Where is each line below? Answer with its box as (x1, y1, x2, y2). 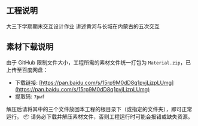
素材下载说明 (6, 42, 54, 52)
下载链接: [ (14, 79, 41, 86)
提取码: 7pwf (14, 93, 45, 100)
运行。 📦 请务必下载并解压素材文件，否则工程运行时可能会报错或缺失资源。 (6, 113, 193, 120)
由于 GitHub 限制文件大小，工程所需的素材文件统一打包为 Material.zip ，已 (6, 59, 191, 66)
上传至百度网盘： (6, 66, 48, 73)
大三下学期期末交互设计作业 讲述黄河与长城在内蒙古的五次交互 (6, 23, 160, 30)
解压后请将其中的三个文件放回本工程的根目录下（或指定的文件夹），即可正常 (6, 105, 193, 112)
